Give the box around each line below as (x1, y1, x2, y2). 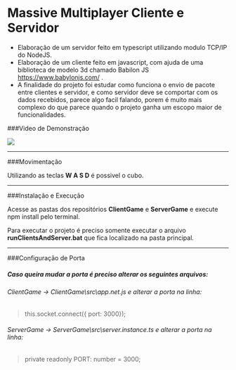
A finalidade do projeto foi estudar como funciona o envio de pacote (17, 80, 216, 89)
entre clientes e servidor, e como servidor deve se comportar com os (17, 88, 218, 96)
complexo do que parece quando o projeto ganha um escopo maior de (17, 103, 223, 111)
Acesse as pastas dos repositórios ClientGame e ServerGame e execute (7, 205, 218, 213)
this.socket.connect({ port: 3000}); (24, 310, 126, 318)
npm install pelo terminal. (7, 212, 81, 221)
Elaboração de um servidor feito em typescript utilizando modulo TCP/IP (17, 43, 228, 51)
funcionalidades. (17, 110, 66, 119)
